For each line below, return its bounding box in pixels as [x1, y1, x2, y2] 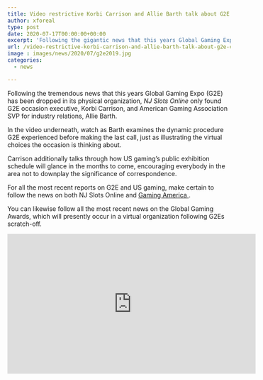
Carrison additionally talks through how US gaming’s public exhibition [7, 154, 211, 163]
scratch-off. [7, 219, 43, 228]
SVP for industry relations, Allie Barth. [7, 112, 118, 120]
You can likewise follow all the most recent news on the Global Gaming [7, 204, 214, 213]
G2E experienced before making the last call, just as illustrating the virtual [7, 133, 223, 141]
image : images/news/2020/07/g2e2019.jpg [7, 50, 132, 58]
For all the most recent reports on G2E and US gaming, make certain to [7, 183, 215, 192]
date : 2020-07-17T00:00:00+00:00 [7, 30, 106, 38]
